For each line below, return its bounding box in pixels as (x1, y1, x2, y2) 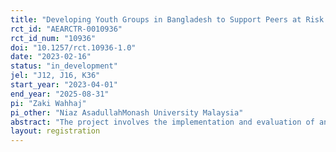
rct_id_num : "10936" (10, 33, 97, 43)
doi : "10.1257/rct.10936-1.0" (10, 42, 137, 53)
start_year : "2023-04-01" (10, 80, 118, 90)
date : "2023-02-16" (10, 52, 92, 62)
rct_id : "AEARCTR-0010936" (10, 24, 123, 34)
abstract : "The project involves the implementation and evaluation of (10, 117, 315, 127)
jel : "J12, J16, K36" (10, 71, 101, 81)
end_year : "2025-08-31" (10, 89, 110, 99)
